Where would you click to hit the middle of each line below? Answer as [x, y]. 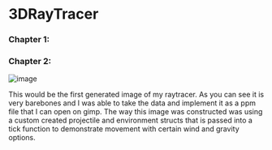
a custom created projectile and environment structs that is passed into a [131, 120]
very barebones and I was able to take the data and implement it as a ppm [132, 103]
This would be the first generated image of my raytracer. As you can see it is [136, 95]
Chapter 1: [29, 40]
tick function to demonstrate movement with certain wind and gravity [124, 129]
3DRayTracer [54, 14]
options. [22, 138]
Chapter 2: [30, 62]
